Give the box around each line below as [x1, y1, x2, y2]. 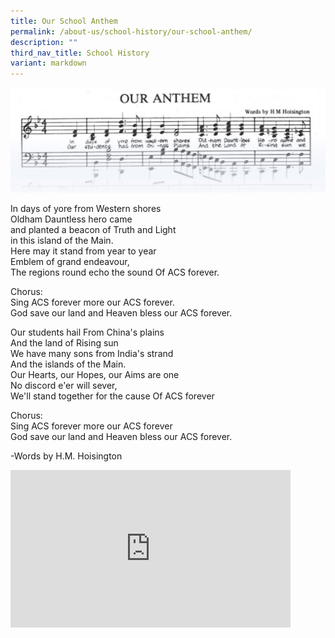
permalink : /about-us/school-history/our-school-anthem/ [10, 26, 253, 37]
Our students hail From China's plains [10, 326, 165, 338]
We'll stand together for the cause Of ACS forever [10, 390, 215, 402]
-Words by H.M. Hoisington [10, 450, 123, 462]
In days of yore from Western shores [10, 202, 162, 214]
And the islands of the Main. [10, 358, 127, 370]
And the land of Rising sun [10, 336, 119, 349]
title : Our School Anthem [10, 16, 118, 26]
